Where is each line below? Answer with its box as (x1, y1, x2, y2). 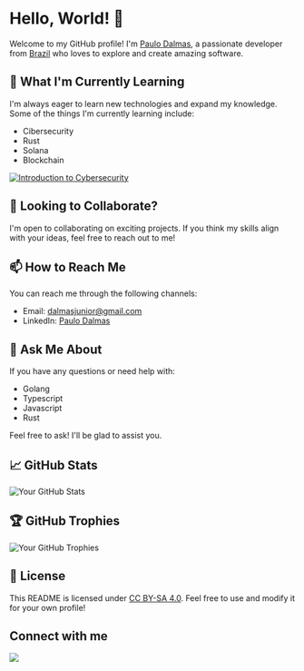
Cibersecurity (22, 125, 74, 136)
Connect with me (9, 628, 109, 644)
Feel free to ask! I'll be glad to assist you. (9, 430, 162, 441)
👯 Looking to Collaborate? (9, 199, 159, 214)
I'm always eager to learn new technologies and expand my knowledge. (9, 98, 279, 109)
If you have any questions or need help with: (9, 366, 175, 377)
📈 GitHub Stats (9, 458, 98, 473)
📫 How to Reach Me (9, 259, 126, 275)
